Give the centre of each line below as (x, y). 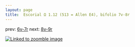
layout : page (19, 10)
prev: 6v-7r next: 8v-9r (29, 29)
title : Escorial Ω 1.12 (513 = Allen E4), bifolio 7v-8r (67, 15)
